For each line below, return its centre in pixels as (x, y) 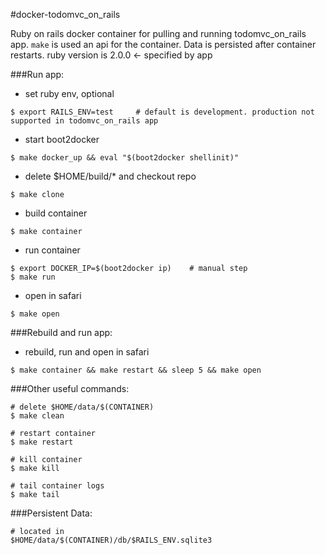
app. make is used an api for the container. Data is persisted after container (163, 44)
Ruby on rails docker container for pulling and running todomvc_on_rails (158, 33)
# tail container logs (57, 486)
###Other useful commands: (70, 388)
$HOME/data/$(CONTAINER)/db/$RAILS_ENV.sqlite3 (111, 540)
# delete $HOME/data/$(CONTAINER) (82, 407)
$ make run (33, 277)
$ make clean (37, 416)
